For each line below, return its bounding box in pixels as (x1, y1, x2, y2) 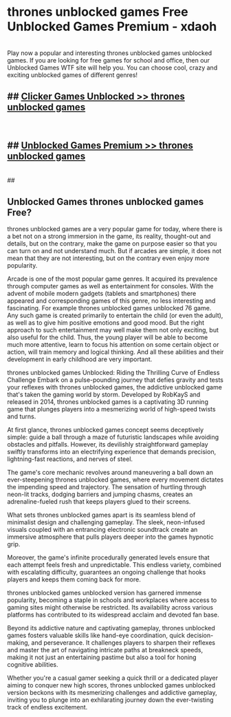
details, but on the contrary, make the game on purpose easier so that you (7, 239, 217, 248)
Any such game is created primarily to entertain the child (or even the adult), (7, 311, 223, 320)
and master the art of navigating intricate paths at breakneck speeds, (7, 646, 203, 654)
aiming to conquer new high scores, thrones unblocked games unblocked (7, 681, 215, 689)
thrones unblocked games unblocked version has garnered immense (7, 589, 202, 597)
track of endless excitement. (7, 703, 88, 711)
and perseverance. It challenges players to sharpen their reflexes (31, 639, 215, 647)
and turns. (7, 412, 36, 420)
